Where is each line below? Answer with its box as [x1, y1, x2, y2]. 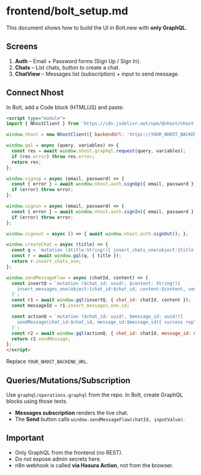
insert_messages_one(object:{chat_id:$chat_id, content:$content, [17, 286, 186, 292]
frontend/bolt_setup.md [6, 4, 129, 18]
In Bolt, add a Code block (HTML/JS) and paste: [6, 103, 124, 110]
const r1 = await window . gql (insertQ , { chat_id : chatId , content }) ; [11, 297, 191, 303]
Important [6, 433, 44, 443]
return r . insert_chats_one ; [11, 258, 82, 265]
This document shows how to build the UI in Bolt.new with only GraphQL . [6, 24, 187, 31]
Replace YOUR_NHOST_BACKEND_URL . [6, 358, 89, 365]
